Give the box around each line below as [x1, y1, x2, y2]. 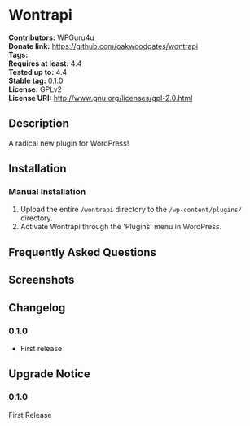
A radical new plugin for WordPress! [8, 138, 129, 148]
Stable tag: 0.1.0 [8, 76, 64, 85]
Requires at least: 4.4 [8, 59, 82, 68]
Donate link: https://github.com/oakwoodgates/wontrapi [8, 41, 198, 50]
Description [8, 116, 69, 131]
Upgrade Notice [8, 367, 91, 381]
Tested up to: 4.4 [8, 67, 68, 76]
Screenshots [8, 273, 75, 287]
